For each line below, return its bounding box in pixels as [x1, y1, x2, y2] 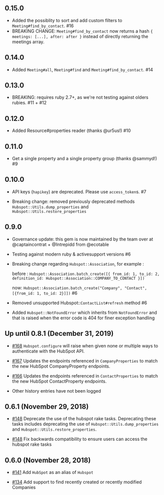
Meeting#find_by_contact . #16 [12, 23, 74, 29]
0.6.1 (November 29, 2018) [5, 402, 89, 411]
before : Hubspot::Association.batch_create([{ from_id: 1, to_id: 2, [12, 271, 160, 277]
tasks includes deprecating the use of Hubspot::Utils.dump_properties [12, 421, 159, 427]
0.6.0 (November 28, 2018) [5, 456, 91, 464]
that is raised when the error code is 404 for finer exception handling [12, 315, 155, 321]
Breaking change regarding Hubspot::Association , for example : [12, 261, 144, 267]
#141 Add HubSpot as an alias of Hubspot [12, 469, 94, 475]
